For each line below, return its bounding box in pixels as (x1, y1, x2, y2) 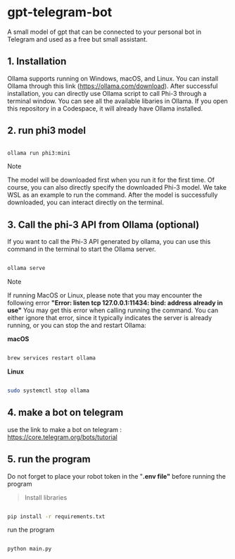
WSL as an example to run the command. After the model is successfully (7, 191, 218, 199)
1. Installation (7, 56, 67, 68)
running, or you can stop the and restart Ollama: (7, 321, 146, 330)
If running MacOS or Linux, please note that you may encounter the (7, 291, 203, 300)
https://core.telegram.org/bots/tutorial (7, 433, 118, 441)
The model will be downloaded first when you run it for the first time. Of (7, 176, 215, 184)
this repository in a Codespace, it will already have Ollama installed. (7, 104, 203, 113)
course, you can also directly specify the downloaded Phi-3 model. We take (7, 183, 227, 192)
